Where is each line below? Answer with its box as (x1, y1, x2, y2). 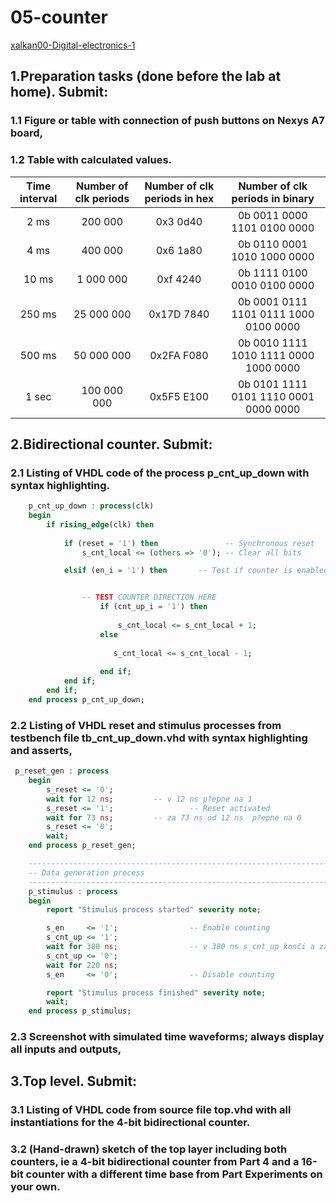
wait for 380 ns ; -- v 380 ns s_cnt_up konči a (46, 942, 315, 952)
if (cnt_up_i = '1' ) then (99, 602, 208, 612)
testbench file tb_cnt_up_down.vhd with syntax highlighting (10, 731, 308, 745)
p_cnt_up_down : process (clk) (28, 501, 155, 511)
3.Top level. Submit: (10, 1073, 138, 1090)
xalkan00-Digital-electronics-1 (10, 39, 136, 51)
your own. (10, 1180, 61, 1194)
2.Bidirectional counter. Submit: (10, 436, 213, 453)
